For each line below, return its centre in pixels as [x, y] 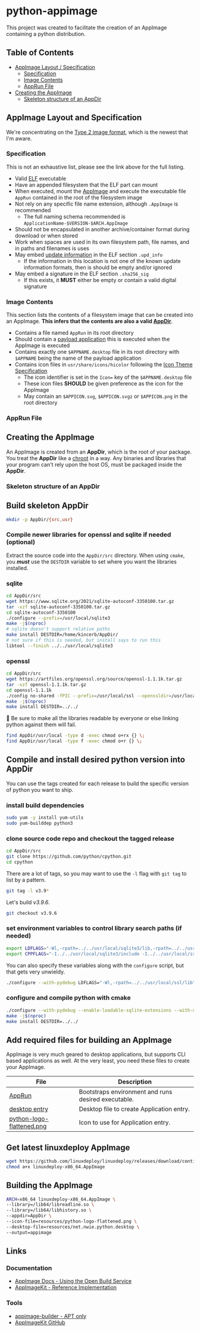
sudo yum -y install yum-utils [45, 818]
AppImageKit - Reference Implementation [66, 1287]
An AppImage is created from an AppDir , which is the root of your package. [99, 452]
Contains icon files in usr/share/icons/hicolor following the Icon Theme [104, 365]
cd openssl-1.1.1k [29, 690]
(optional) [21, 542]
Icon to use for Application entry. [125, 1123]
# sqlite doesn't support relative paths [58, 629]
